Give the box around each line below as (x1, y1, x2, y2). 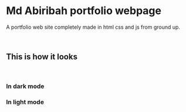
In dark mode (6, 82, 45, 90)
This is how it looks (6, 52, 78, 62)
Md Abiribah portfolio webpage (6, 4, 161, 18)
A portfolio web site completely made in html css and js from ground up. (6, 23, 181, 30)
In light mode (6, 98, 44, 106)
